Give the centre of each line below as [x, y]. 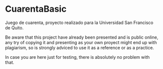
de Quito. [14, 27]
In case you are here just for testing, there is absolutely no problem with [78, 57]
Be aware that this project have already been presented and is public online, [82, 37]
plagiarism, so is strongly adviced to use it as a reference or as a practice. [80, 47]
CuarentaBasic [36, 9]
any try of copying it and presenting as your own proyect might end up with [81, 42]
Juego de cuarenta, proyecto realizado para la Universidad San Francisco [79, 23]
